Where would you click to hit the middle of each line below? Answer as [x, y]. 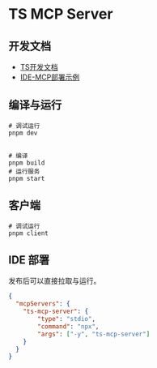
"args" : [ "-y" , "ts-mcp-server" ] [94, 334]
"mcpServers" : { [43, 304]
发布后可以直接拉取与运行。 [55, 281]
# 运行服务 [24, 171]
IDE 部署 [29, 260]
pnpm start [27, 178]
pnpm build [27, 163]
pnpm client [28, 233]
